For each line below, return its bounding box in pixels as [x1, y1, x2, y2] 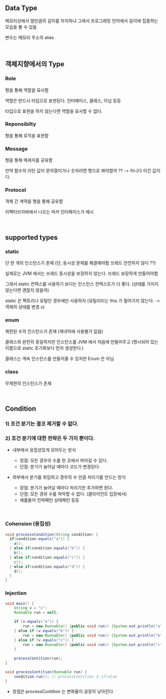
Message [5, 145, 28, 152]
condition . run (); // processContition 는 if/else [14, 674, 117, 679]
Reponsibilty [5, 121, 37, 128]
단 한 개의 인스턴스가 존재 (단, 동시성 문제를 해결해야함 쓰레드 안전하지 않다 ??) [5, 260, 156, 266]
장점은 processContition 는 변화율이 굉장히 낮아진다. [12, 688, 115, 694]
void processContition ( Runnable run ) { [5, 669, 87, 674]
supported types [5, 233, 58, 242]
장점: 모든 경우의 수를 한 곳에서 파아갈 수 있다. [19, 458, 108, 464]
